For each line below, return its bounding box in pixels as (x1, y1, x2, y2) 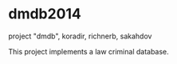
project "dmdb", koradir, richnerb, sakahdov (8, 31, 152, 41)
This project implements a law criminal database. (8, 46, 169, 56)
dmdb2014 (8, 5, 82, 23)
